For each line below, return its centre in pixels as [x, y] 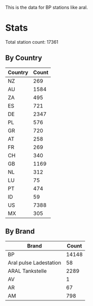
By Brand [20, 231]
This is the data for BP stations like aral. [46, 7]
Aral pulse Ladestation [35, 263]
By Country [24, 58]
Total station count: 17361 [32, 42]
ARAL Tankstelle [27, 271]
